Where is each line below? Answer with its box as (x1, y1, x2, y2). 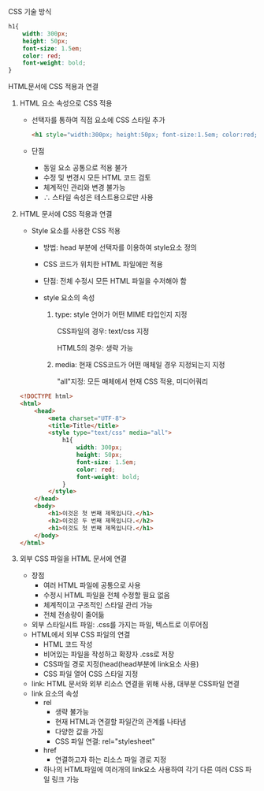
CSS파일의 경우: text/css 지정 (57, 326, 150, 336)
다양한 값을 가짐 (54, 727, 104, 737)
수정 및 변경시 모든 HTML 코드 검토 (43, 173, 151, 182)
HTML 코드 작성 (43, 640, 93, 649)
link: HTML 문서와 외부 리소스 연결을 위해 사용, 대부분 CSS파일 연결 (31, 679, 240, 689)
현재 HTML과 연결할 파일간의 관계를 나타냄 (54, 717, 187, 726)
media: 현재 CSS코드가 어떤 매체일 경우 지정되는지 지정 (54, 360, 225, 369)
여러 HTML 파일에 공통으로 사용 (43, 581, 141, 590)
